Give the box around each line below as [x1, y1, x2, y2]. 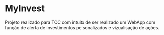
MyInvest [5, 3, 45, 14]
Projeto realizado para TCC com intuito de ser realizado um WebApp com [5, 19, 156, 25]
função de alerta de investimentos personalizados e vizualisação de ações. [5, 24, 159, 30]
